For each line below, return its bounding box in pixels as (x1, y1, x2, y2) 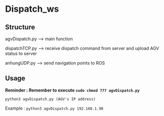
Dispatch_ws (5, 3, 59, 15)
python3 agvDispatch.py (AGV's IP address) (5, 96, 96, 101)
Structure (5, 23, 35, 31)
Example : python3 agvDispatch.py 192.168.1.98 (5, 105, 103, 111)
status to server (5, 50, 37, 56)
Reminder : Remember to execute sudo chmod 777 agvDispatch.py (5, 87, 140, 93)
